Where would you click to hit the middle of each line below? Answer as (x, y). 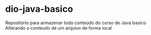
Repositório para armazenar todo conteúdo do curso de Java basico (76, 23)
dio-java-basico (39, 9)
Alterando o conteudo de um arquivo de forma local (58, 28)
